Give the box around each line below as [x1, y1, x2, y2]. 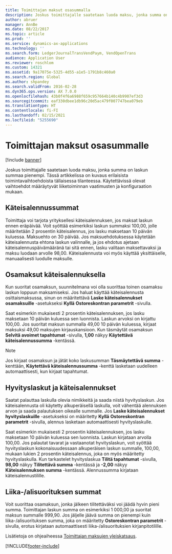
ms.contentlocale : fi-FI [5, 108, 58, 113]
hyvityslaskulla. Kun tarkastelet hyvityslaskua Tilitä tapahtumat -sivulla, [5, 456, 157, 462]
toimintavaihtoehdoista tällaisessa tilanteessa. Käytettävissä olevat [5, 177, 146, 184]
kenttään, [5, 363, 26, 369]
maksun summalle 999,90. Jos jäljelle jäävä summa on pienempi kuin [5, 512, 151, 518]
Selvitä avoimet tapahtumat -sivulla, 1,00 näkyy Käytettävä [5, 332, 133, 338]
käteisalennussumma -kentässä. [5, 337, 76, 344]
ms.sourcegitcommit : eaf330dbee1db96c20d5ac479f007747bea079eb [5, 98, 143, 103]
